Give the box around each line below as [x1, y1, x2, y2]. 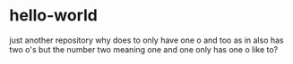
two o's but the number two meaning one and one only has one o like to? [9, 44, 279, 54]
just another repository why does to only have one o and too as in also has [9, 35, 284, 45]
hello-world [9, 5, 99, 26]
